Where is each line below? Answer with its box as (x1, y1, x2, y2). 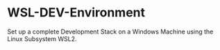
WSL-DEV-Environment (7, 5, 146, 21)
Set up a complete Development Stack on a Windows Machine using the (7, 27, 214, 36)
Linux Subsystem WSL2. (7, 34, 77, 42)
